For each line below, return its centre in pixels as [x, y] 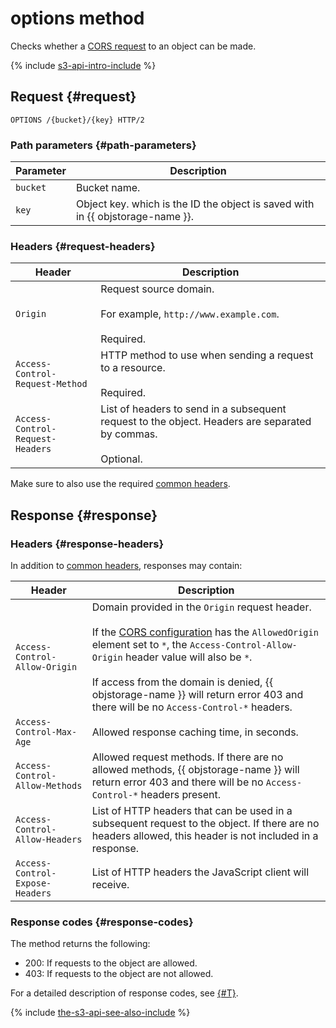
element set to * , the [139, 645]
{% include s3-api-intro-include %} [83, 65]
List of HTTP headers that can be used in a [192, 811]
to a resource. [133, 368]
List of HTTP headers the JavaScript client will [200, 872]
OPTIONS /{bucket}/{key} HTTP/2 [77, 120]
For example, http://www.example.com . [190, 314]
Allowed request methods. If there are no [187, 757]
